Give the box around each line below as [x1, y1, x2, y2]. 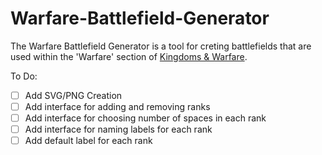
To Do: [10, 70, 38, 82]
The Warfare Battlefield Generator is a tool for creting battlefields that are [10, 40, 312, 52]
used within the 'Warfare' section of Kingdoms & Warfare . [10, 50, 248, 62]
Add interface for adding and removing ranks [24, 101, 211, 112]
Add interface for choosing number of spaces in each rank [24, 112, 267, 124]
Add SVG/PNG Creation [24, 89, 123, 101]
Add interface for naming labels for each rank [24, 123, 213, 136]
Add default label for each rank [24, 135, 153, 147]
